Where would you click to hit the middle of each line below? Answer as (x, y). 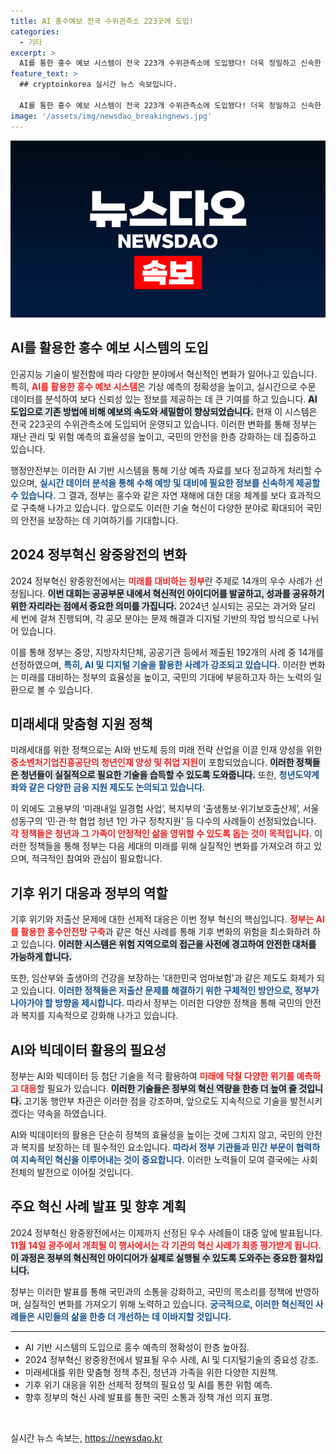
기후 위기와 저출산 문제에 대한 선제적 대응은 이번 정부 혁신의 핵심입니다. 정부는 (162, 919)
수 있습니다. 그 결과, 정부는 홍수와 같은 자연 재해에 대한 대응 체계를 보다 (148, 495)
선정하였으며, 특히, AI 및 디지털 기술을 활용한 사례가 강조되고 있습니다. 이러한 (158, 664)
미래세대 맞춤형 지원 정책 (81, 724)
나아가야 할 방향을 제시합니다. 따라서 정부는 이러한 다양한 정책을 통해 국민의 (156, 1003)
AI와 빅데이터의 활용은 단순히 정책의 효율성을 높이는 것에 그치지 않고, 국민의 (157, 1135)
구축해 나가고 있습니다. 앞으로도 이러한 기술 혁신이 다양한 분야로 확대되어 (162, 507)
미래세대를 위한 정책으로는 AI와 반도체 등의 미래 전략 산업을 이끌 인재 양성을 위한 (166, 750)
